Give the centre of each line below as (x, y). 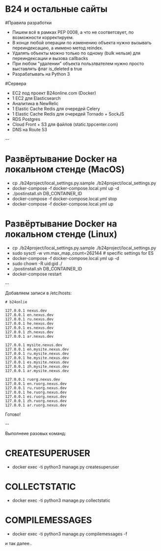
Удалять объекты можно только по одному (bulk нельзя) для (76, 53)
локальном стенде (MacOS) (65, 169)
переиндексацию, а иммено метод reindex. (58, 48)
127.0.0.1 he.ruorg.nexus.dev (36, 392)
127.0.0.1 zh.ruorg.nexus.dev (36, 401)
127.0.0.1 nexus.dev (26, 311)
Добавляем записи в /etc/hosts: (39, 293)
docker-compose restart (37, 274)
